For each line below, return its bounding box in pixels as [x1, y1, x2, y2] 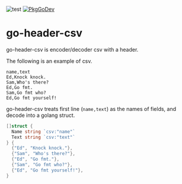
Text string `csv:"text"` [11, 134, 76, 140]
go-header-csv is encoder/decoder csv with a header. [6, 46, 139, 53]
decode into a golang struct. [6, 112, 75, 119]
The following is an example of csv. [6, 57, 92, 65]
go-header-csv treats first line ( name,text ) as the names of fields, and [6, 105, 177, 112]
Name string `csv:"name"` [11, 128, 76, 135]
